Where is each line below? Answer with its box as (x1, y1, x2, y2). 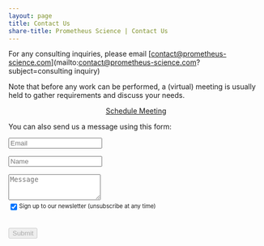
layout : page (8, 11, 53, 20)
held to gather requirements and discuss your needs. (8, 91, 185, 100)
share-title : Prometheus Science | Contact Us (8, 27, 168, 35)
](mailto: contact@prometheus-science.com (51, 57, 197, 67)
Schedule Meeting (105, 106, 167, 116)
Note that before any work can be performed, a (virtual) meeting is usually (8, 82, 257, 91)
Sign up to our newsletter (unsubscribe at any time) (19, 202, 156, 210)
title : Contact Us (8, 19, 70, 28)
